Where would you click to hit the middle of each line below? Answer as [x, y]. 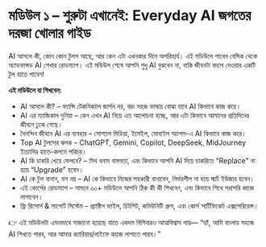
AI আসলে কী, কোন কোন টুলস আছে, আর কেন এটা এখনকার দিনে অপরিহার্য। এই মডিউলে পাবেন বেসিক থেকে [133, 56]
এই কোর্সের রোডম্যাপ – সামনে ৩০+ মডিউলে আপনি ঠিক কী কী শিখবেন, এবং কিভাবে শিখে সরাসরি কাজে [137, 187]
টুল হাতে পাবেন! [26, 74]
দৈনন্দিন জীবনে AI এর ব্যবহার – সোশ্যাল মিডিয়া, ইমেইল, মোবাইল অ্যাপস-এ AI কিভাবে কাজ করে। [133, 133]
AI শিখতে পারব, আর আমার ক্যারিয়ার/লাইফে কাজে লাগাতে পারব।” [85, 234]
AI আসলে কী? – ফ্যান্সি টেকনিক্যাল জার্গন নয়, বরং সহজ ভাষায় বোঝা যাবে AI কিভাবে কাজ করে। [131, 106]
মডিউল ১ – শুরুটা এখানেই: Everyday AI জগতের [130, 16]
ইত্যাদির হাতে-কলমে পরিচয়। [53, 151]
